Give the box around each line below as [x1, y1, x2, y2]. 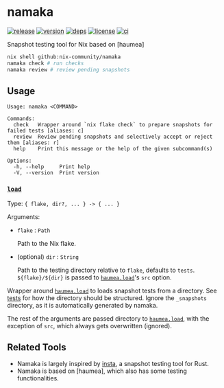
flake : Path [16, 226, 51, 234]
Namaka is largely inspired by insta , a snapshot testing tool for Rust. [16, 360, 209, 368]
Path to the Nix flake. [16, 239, 77, 247]
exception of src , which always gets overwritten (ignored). [7, 321, 173, 330]
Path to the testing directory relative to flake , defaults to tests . [16, 266, 195, 274]
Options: [7, 157, 32, 165]
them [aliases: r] [7, 139, 60, 146]
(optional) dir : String [16, 252, 79, 261]
